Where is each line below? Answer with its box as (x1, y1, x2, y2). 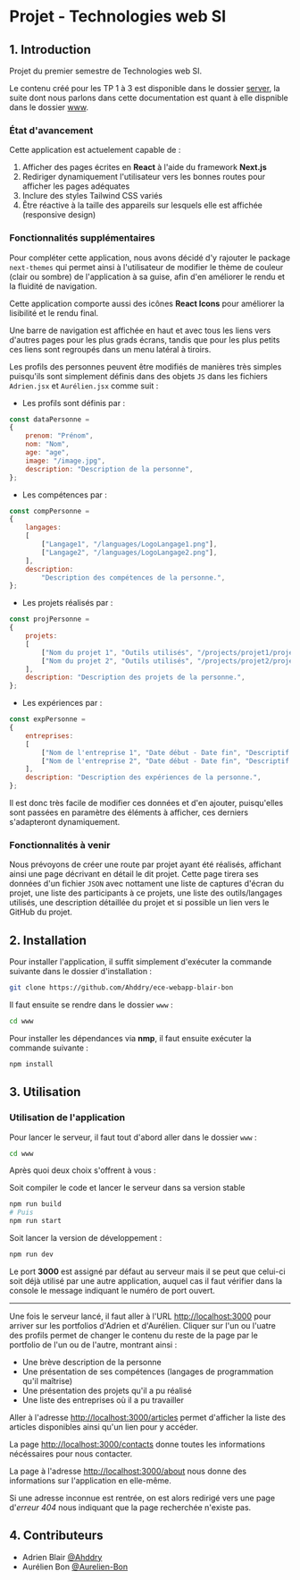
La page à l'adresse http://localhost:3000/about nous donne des (9, 1465, 247, 1476)
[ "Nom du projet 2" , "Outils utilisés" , (41, 656, 194, 666)
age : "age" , (25, 448, 70, 457)
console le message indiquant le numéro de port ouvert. (9, 1285, 216, 1295)
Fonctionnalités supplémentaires (9, 232, 155, 244)
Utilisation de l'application (9, 1111, 126, 1124)
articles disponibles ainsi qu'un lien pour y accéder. (9, 1421, 199, 1432)
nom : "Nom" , (25, 440, 70, 449)
